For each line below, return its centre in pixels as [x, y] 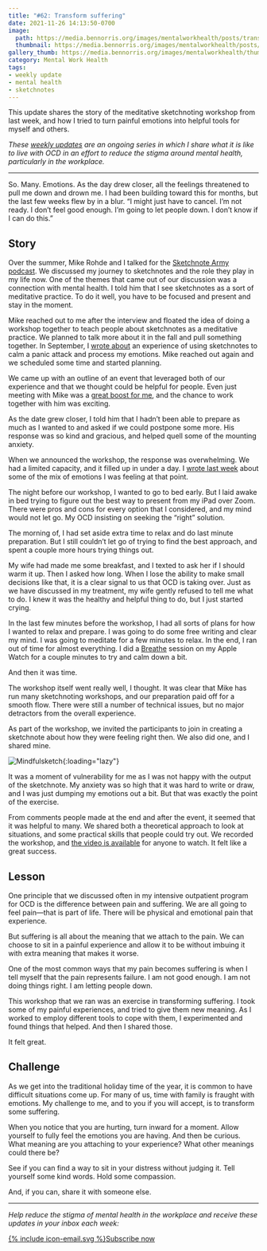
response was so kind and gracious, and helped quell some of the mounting [132, 436]
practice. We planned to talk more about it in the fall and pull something [125, 337]
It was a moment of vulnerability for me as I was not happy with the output [130, 777]
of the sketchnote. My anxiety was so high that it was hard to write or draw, [132, 785]
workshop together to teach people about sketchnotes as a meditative [123, 329]
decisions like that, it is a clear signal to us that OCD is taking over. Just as [130, 582]
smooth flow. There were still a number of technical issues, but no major [126, 705]
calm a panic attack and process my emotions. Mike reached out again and [131, 355]
